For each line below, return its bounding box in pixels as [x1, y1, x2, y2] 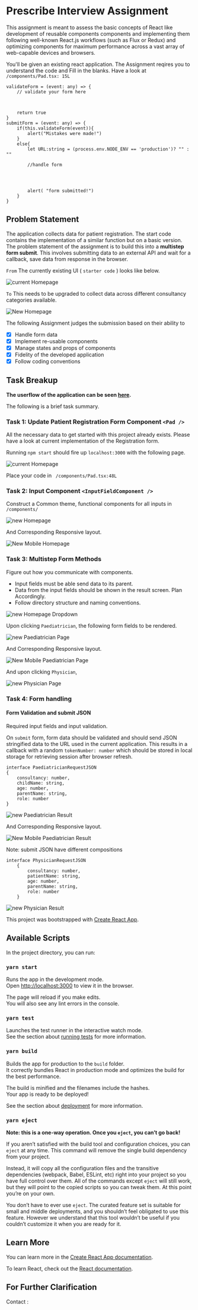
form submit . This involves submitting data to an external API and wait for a [6, 249, 191, 256]
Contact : [6, 1298, 28, 1305]
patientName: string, [27, 873, 81, 879]
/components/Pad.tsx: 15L [6, 73, 70, 79]
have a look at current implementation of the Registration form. [6, 437, 159, 444]
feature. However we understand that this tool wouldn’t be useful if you [6, 1214, 180, 1221]
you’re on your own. [6, 1190, 55, 1197]
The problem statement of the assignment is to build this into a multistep [6, 243, 184, 250]
